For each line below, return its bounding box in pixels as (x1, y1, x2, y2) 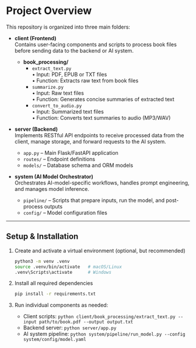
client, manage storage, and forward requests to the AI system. (14, 138, 166, 145)
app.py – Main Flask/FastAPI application (23, 149, 118, 156)
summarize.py (32, 84, 64, 90)
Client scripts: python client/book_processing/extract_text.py (23, 313, 176, 320)
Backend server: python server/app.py (23, 324, 117, 331)
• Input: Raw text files (32, 89, 85, 96)
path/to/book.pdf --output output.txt (38, 319, 134, 325)
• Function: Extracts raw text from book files (32, 77, 139, 84)
